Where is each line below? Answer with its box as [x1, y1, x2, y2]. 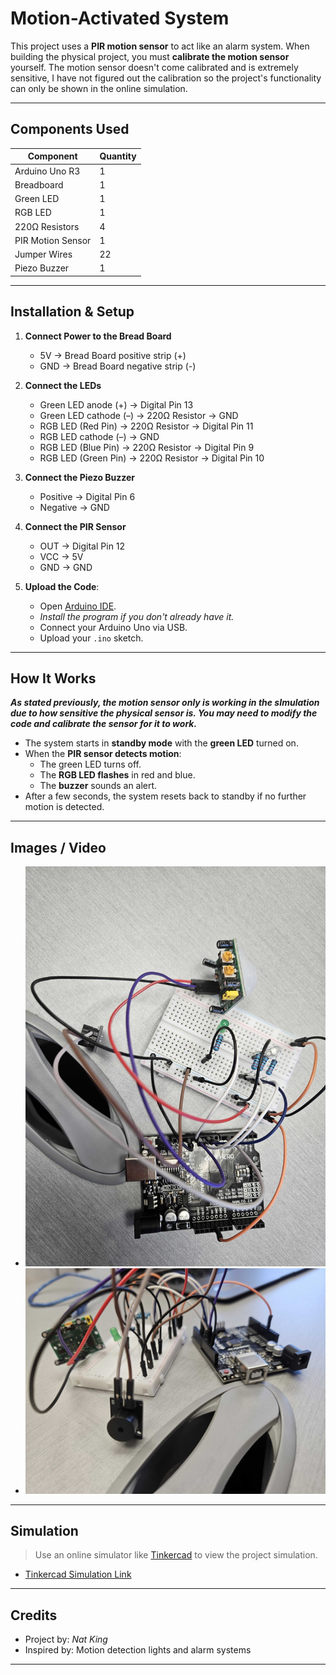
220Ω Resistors [14, 220, 80, 232]
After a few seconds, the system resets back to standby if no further [24, 790, 307, 802]
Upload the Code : [24, 580, 100, 592]
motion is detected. [24, 801, 105, 813]
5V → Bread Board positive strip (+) [39, 349, 187, 361]
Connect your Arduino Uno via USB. [39, 621, 188, 633]
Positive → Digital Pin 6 [39, 490, 136, 502]
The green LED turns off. [39, 758, 142, 771]
